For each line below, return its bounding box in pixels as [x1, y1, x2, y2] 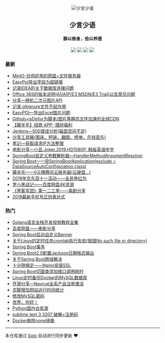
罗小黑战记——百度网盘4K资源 [12, 181, 75, 187]
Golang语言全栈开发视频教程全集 [12, 219, 79, 226]
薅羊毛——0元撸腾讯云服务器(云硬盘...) [12, 169, 91, 175]
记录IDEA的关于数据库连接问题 [12, 85, 74, 91]
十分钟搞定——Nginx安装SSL [12, 262, 71, 268]
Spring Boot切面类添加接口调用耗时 [12, 268, 84, 275]
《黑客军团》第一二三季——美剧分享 [12, 187, 86, 194]
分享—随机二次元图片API [12, 97, 63, 103]
